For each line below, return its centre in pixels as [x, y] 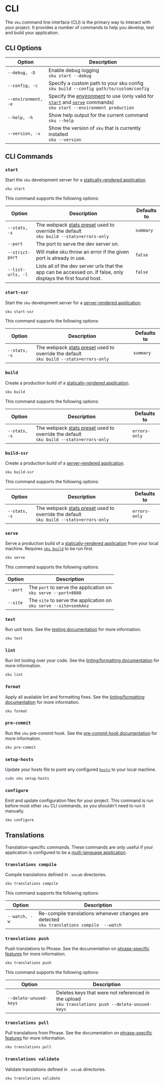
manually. [15, 811]
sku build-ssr [20, 472]
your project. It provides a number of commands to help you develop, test [80, 27]
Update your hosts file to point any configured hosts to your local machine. [81, 769]
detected [49, 920]
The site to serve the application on [70, 600]
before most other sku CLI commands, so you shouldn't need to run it [75, 806]
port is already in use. [61, 258]
